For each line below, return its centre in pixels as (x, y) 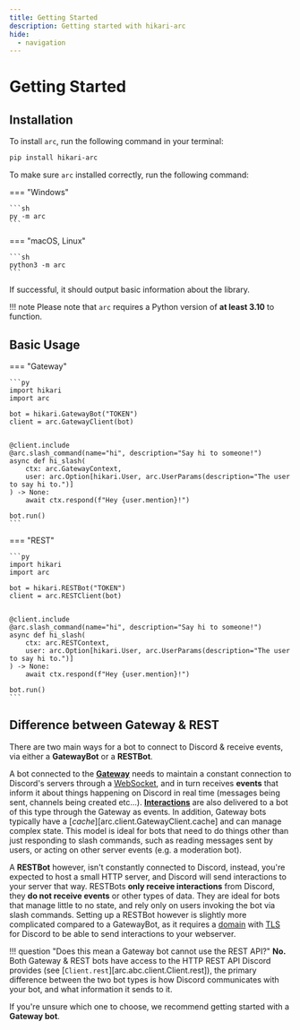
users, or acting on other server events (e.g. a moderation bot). (125, 850)
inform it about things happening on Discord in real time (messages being (145, 793)
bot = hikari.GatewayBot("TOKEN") (74, 414)
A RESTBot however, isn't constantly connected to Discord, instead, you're (147, 867)
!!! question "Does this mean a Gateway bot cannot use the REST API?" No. (148, 951)
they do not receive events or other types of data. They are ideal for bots (145, 896)
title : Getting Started (54, 17)
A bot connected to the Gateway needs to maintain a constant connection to (150, 773)
